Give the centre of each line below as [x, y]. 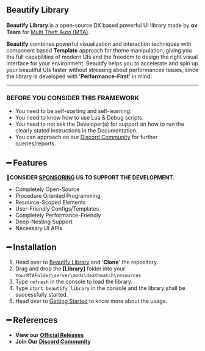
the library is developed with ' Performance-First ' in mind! [79, 76]
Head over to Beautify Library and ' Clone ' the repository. [87, 262]
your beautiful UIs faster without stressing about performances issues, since [103, 70]
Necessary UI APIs [39, 228]
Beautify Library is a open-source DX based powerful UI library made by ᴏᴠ [102, 25]
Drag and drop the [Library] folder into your [70, 269]
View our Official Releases [49, 335]
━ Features [27, 163]
